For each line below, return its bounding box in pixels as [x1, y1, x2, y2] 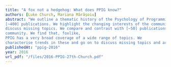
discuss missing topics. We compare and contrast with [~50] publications [5, 26, 167, 31]
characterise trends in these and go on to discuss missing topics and [5, 40, 160, 45]
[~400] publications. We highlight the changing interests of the [5, 21, 149, 27]
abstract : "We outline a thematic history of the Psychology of [5, 17, 145, 22]
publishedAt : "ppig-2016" [5, 45, 60, 50]
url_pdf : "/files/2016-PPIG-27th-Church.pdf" [5, 54, 103, 59]
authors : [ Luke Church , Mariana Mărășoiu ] [5, 12, 97, 17]
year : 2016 [5, 49, 28, 54]
